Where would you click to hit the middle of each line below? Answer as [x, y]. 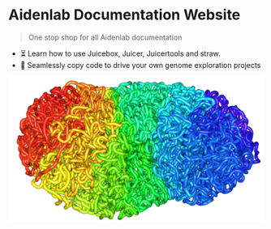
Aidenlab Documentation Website [125, 15]
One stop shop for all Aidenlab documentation [105, 37]
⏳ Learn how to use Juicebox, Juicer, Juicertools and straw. [120, 53]
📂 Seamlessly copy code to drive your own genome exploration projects [140, 65]
